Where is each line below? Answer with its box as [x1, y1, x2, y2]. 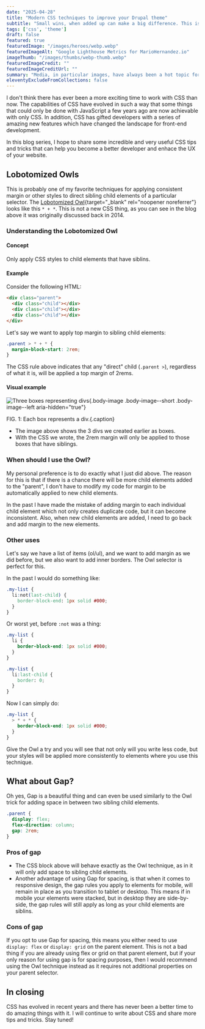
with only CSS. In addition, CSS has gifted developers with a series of [6, 114, 181, 121]
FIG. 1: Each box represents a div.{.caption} [6, 416, 115, 423]
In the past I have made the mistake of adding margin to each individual [6, 501, 186, 508]
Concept [6, 242, 29, 249]
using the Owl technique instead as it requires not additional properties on [6, 962, 192, 970]
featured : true [6, 37, 45, 43]
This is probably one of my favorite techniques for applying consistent [6, 185, 183, 193]
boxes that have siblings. [15, 440, 78, 447]
